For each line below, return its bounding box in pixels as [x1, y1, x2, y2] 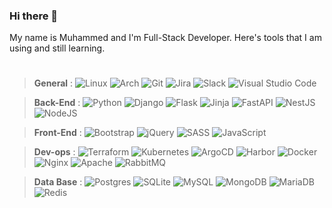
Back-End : [33, 97, 81, 109]
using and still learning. [9, 42, 106, 54]
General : [33, 77, 74, 89]
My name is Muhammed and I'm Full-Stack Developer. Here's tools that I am [9, 32, 322, 44]
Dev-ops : [33, 146, 76, 158]
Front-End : [33, 127, 82, 139]
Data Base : [33, 176, 83, 188]
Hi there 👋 [9, 9, 59, 23]
